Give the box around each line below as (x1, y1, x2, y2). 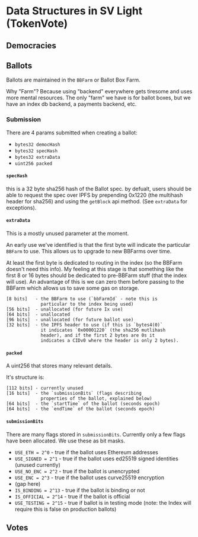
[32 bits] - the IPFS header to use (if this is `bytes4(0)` (6, 322, 163, 328)
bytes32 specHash (14, 147, 58, 154)
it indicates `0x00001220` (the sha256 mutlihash (40, 327, 166, 334)
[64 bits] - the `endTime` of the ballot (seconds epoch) (6, 406, 155, 412)
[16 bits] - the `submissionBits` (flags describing (6, 391, 142, 397)
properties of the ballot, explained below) (40, 395, 152, 402)
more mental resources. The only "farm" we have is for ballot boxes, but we (6, 94, 191, 102)
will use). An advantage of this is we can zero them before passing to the (6, 278, 184, 285)
